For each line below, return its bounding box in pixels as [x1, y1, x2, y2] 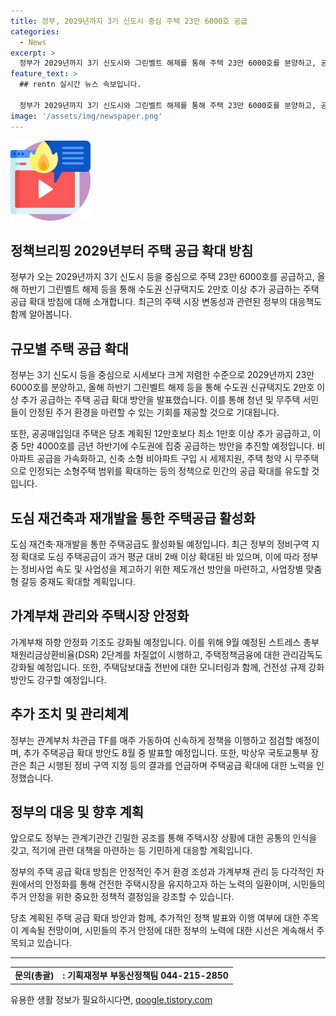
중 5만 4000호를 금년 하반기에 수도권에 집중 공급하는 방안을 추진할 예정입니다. [10, 440, 315, 452]
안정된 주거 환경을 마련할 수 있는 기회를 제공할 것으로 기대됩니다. [28, 406, 280, 419]
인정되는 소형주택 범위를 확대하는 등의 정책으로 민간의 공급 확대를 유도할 [28, 465, 310, 477]
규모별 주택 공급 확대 [10, 340, 129, 357]
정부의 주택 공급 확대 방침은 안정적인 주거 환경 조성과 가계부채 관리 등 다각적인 [10, 866, 315, 878]
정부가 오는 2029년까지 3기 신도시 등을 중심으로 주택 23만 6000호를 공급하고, [10, 271, 315, 283]
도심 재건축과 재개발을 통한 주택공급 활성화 [10, 510, 256, 527]
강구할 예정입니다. [36, 673, 107, 685]
